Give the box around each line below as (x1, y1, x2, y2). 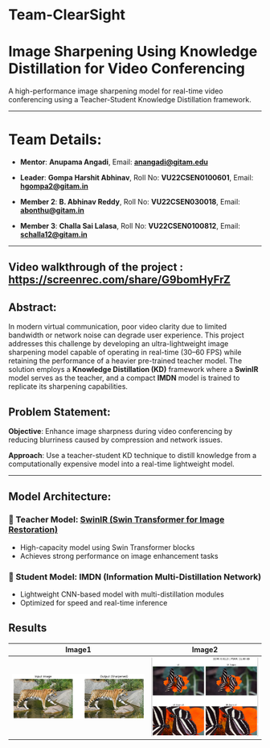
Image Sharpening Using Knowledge (8, 43, 258, 61)
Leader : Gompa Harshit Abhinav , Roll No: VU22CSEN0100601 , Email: (19, 173, 254, 183)
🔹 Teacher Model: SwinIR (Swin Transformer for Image (8, 514, 225, 525)
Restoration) (8, 524, 59, 535)
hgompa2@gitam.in (19, 181, 88, 191)
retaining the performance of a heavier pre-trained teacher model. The (8, 356, 243, 366)
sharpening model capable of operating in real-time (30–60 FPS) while (8, 348, 243, 357)
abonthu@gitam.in (19, 205, 84, 215)
